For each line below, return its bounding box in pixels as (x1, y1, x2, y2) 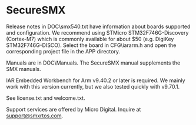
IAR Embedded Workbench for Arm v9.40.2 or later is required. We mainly (6, 77, 185, 84)
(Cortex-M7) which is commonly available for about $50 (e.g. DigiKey (6, 35, 174, 42)
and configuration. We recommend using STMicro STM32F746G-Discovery (6, 29, 189, 36)
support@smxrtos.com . (6, 112, 64, 119)
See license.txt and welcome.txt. (6, 94, 85, 102)
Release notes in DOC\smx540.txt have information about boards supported (6, 23, 191, 30)
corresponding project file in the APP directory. (6, 48, 121, 55)
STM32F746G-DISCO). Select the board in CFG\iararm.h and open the (6, 42, 177, 49)
